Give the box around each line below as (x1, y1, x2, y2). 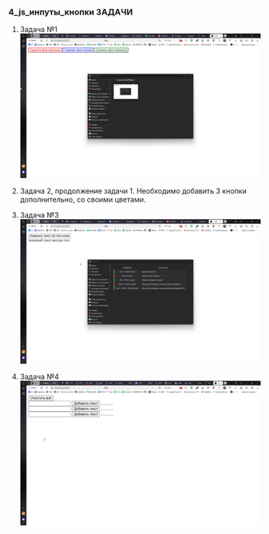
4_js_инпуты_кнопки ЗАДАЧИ (8, 6, 134, 18)
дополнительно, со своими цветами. (19, 195, 147, 205)
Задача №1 (19, 25, 58, 35)
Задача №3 (19, 210, 59, 220)
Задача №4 (19, 372, 59, 381)
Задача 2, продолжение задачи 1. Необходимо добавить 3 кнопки (19, 186, 247, 196)
